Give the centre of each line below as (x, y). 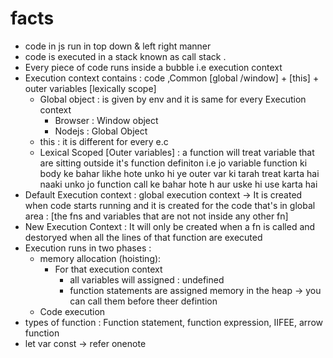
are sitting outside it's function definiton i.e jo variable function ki (173, 163)
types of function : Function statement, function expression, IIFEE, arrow (173, 322)
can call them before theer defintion (143, 301)
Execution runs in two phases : (88, 248)
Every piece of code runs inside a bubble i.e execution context (153, 67)
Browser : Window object (106, 120)
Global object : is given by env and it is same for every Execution (173, 99)
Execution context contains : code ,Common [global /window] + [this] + (172, 78)
